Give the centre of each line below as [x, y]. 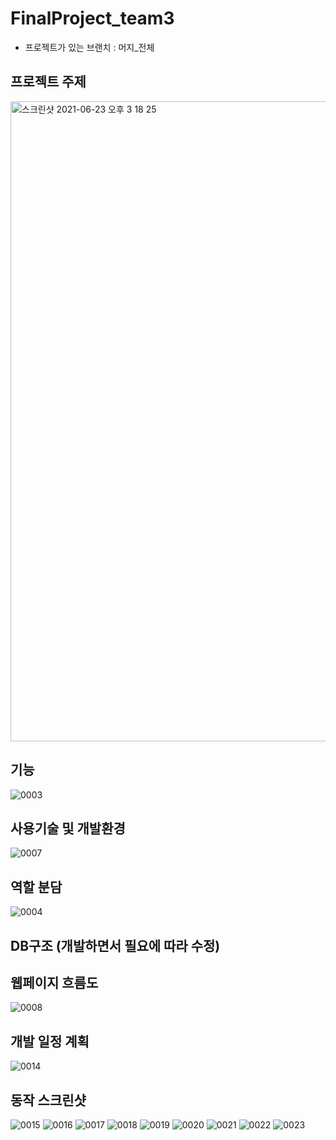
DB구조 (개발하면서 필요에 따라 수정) [115, 945]
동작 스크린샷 [48, 1100]
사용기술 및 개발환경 [68, 828]
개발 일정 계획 [50, 1041]
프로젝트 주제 [48, 82]
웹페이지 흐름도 [54, 982]
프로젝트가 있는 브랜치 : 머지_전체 [89, 47]
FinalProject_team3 [92, 18]
